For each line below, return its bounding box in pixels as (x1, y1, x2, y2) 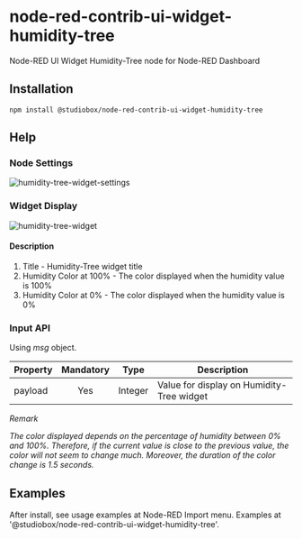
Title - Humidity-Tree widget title (22, 260, 143, 271)
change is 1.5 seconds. (9, 460, 94, 470)
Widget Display (9, 200, 78, 213)
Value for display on (156, 379, 241, 391)
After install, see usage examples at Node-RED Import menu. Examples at (9, 509, 281, 520)
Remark (9, 413, 39, 425)
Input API (9, 322, 51, 334)
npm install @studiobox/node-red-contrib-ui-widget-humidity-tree (9, 105, 263, 114)
